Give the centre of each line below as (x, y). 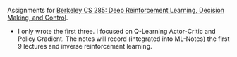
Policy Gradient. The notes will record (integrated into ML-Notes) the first (123, 39)
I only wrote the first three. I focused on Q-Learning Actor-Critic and (117, 31)
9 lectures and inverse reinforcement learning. (85, 46)
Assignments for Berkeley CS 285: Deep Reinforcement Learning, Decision (116, 10)
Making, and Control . (38, 18)
